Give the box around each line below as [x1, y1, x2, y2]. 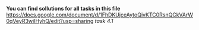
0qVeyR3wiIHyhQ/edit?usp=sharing [6, 18, 94, 24]
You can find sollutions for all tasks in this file [6, 5, 121, 12]
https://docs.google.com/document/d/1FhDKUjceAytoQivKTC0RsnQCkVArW [6, 11, 194, 18]
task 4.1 [94, 18, 113, 24]
